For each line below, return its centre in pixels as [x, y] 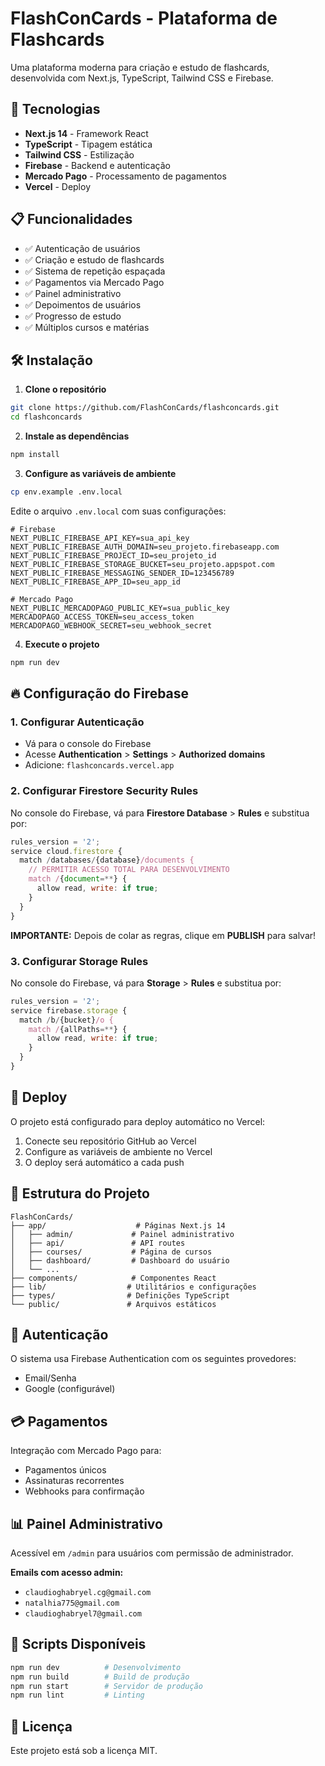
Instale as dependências [77, 436]
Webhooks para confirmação [84, 1491]
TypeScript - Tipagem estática [88, 144]
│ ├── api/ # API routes [98, 1243]
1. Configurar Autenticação [77, 722]
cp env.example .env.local [66, 492]
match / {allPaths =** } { [78, 1029]
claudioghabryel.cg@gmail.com [88, 1592]
